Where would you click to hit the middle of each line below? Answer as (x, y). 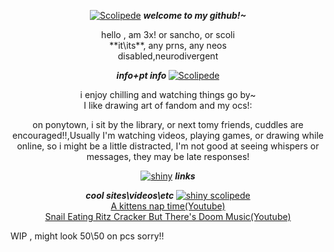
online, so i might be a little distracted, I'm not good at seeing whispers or (168, 146)
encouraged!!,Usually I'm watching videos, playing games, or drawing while (168, 135)
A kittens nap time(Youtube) (168, 206)
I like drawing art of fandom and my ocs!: (168, 105)
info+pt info (141, 75)
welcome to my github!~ (195, 15)
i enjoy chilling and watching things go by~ (168, 94)
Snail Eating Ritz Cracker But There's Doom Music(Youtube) (168, 216)
